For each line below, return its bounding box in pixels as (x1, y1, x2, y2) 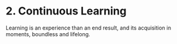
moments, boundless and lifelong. (5, 30, 90, 37)
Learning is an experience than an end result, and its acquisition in (5, 24, 172, 31)
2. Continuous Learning (5, 4, 127, 18)
